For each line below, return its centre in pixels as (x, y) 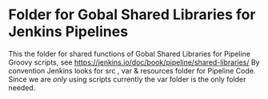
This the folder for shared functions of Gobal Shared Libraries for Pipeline (129, 53)
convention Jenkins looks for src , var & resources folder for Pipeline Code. (132, 70)
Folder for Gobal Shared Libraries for (132, 15)
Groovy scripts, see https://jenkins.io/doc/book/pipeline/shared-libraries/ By (134, 62)
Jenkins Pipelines (68, 32)
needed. (22, 87)
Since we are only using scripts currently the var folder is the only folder (127, 79)
